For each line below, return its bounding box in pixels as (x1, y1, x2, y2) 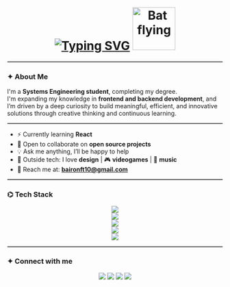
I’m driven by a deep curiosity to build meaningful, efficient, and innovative (7, 102, 218, 110)
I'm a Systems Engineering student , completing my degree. (7, 88, 178, 96)
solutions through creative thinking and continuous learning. (7, 110, 177, 118)
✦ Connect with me (7, 257, 73, 266)
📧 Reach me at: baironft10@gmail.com (16, 165, 128, 174)
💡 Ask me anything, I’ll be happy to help (16, 147, 129, 155)
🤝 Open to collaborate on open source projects (16, 140, 151, 149)
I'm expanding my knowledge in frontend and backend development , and (7, 95, 217, 103)
